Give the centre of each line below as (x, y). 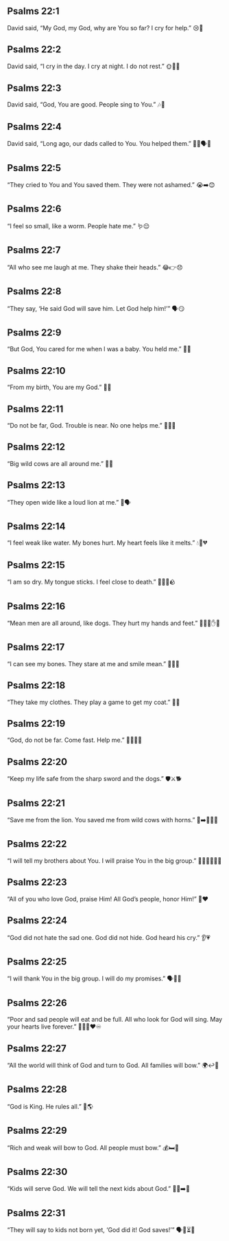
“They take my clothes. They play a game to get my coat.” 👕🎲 (94, 702)
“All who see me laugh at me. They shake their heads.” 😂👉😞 (95, 267)
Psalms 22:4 (34, 127)
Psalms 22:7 (34, 250)
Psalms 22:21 (36, 803)
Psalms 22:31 (36, 1213)
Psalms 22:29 (37, 1131)
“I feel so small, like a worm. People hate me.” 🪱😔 (79, 226)
